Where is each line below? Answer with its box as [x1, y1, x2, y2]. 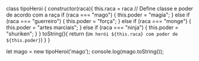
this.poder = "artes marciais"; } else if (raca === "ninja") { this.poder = [6, 24, 179, 31]
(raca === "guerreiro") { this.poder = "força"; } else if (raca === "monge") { [6, 18, 192, 24]
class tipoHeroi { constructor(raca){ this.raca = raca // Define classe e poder [6, 5, 194, 12]
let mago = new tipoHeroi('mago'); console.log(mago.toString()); [6, 48, 165, 55]
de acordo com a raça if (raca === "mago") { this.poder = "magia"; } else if [6, 11, 190, 18]
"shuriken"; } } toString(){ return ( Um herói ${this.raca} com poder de [6, 30, 178, 37]
